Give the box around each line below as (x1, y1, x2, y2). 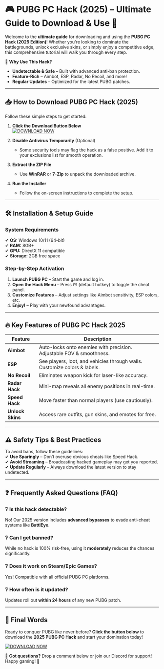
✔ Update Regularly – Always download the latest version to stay (5, 464, 137, 470)
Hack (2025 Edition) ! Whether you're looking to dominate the (5, 39, 129, 44)
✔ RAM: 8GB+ (5, 243, 34, 249)
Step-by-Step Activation (5, 265, 64, 272)
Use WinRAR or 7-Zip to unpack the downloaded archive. (19, 171, 136, 177)
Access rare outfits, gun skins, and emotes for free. (39, 411, 156, 418)
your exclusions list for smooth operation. (19, 152, 103, 158)
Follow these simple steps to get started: (5, 113, 87, 119)
